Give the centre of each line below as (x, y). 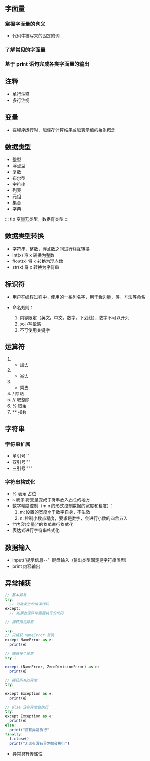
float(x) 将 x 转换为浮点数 (37, 261)
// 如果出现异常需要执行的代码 (37, 613)
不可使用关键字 (35, 330)
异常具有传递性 (27, 753)
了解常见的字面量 (25, 50)
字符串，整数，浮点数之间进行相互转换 (51, 249)
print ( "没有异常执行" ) (30, 730)
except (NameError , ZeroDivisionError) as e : (52, 667)
